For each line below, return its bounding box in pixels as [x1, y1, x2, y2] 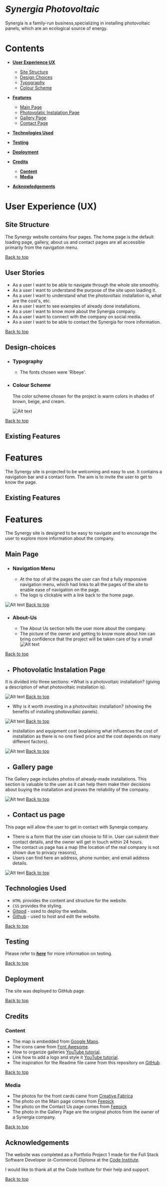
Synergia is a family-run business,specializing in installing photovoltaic [5, 20, 151, 26]
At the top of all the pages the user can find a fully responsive [19, 576, 147, 582]
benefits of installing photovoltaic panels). [12, 709, 99, 715]
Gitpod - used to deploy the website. [12, 908, 88, 914]
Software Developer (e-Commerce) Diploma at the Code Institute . [5, 1157, 140, 1163]
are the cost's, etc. [12, 298, 51, 304]
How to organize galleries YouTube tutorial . [12, 1049, 101, 1055]
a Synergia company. [12, 1114, 56, 1120]
